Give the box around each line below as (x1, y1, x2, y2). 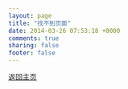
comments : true (8, 34, 60, 42)
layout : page (8, 11, 52, 20)
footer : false (8, 49, 56, 57)
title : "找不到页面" (8, 19, 71, 27)
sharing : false (8, 42, 60, 50)
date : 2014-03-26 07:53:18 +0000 (8, 26, 121, 34)
